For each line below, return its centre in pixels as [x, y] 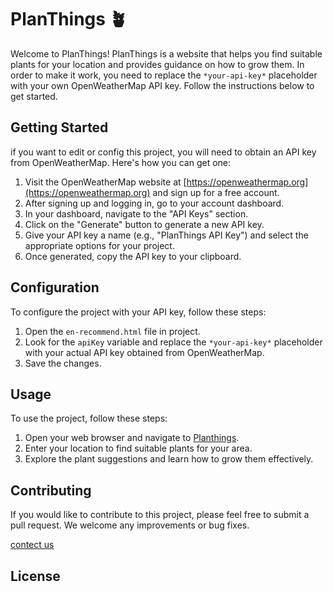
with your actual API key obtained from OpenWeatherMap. [144, 352]
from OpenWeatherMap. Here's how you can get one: [121, 162]
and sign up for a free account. [216, 192]
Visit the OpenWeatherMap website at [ [105, 182]
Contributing [51, 490]
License [35, 576]
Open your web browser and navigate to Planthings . [132, 438]
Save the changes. [63, 363]
